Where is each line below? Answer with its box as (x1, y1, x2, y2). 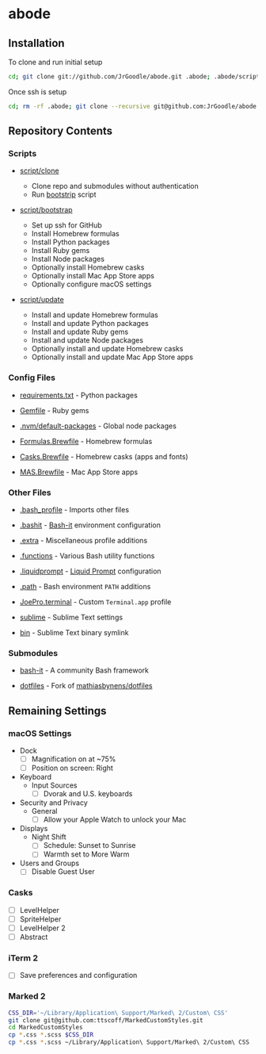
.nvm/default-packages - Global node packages (19, 421, 177, 431)
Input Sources (31, 780, 78, 790)
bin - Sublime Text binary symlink (19, 628, 129, 638)
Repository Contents (8, 125, 113, 138)
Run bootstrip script (31, 190, 97, 199)
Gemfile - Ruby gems (19, 405, 89, 415)
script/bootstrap (19, 205, 73, 215)
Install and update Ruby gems (31, 327, 129, 337)
